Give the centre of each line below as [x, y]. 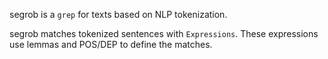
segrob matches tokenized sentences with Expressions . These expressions [164, 33]
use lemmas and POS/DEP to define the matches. [111, 44]
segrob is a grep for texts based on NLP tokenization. [118, 14]
